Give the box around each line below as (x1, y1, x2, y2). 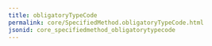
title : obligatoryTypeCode (8, 11, 98, 19)
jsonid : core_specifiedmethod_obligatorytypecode (8, 26, 176, 34)
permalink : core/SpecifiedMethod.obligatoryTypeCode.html (8, 19, 204, 27)
